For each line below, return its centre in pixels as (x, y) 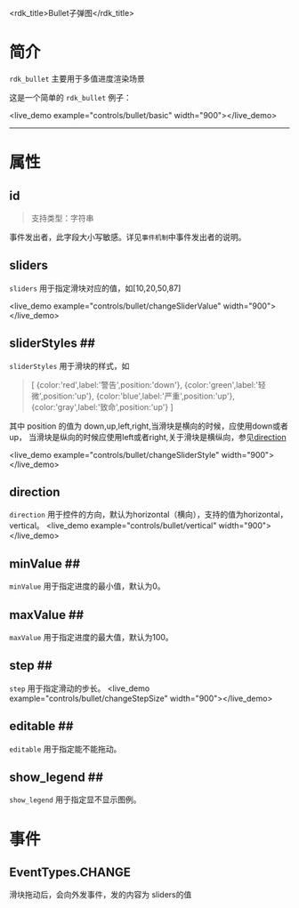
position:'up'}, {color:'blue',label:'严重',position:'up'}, (139, 396)
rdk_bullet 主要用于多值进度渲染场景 (77, 78)
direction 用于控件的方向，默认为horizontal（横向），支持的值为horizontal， (149, 515)
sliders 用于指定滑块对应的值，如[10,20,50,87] (95, 288)
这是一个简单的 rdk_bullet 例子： (70, 97)
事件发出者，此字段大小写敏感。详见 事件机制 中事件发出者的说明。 (128, 237)
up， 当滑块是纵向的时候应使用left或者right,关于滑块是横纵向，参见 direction (148, 437)
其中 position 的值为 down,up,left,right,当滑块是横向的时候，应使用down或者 (149, 426)
